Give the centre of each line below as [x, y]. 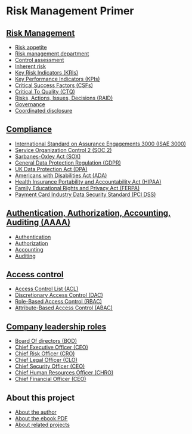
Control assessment [39, 60]
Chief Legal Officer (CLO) [46, 360]
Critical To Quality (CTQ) [45, 92]
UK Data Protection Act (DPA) [51, 169]
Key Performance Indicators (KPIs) [57, 79]
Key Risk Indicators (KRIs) [47, 72]
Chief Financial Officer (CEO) [50, 379]
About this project [41, 398]
